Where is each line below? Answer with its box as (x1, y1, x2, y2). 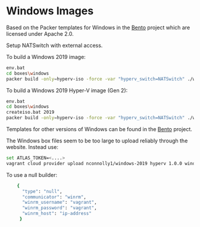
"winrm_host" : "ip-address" (21, 210, 92, 217)
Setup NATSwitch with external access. (6, 42, 103, 49)
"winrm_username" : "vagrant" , (21, 200, 97, 206)
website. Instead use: (6, 144, 58, 151)
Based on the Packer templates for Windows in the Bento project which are (6, 24, 190, 31)
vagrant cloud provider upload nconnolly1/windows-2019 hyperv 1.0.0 (6, 160, 183, 166)
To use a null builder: (6, 171, 58, 178)
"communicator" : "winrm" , (21, 194, 86, 200)
